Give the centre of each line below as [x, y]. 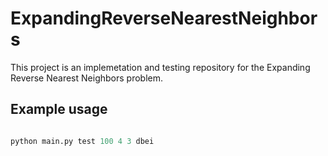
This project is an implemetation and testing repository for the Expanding [160, 67]
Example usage [59, 109]
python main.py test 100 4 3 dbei [82, 141]
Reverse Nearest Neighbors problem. [86, 78]
